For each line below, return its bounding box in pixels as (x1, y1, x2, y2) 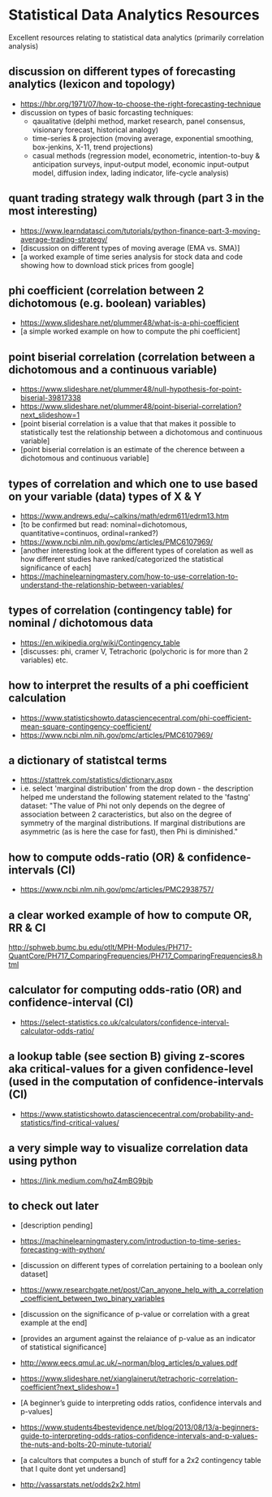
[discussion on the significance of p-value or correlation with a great (19, 1309, 250, 1319)
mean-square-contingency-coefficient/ (19, 721, 152, 731)
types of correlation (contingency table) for (8, 603, 233, 618)
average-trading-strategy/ (19, 234, 108, 244)
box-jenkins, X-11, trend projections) (32, 142, 153, 152)
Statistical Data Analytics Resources (8, 6, 260, 24)
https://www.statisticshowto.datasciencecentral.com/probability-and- (19, 1109, 254, 1119)
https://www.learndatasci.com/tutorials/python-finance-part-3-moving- (19, 226, 261, 235)
